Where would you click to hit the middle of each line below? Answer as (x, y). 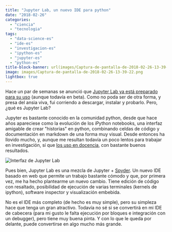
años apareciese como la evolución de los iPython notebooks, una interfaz (84, 123)
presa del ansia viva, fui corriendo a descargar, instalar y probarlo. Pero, (81, 102)
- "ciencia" (23, 24)
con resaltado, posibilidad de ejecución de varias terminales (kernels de (81, 187)
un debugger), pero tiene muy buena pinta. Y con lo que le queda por (79, 218)
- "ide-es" (21, 44)
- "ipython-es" (26, 53)
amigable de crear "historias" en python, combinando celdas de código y (82, 128)
